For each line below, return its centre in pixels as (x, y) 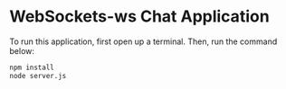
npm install (32, 67)
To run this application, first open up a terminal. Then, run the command (143, 41)
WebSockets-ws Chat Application (139, 17)
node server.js (38, 76)
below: (22, 50)
